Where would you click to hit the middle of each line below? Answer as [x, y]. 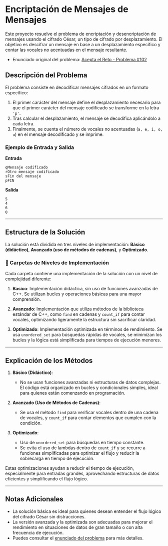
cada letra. [23, 123]
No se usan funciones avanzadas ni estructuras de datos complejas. [90, 382]
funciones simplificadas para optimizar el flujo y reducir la [79, 453]
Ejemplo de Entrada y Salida [39, 147]
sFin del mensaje [23, 176]
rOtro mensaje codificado [32, 172]
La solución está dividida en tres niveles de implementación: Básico [75, 244]
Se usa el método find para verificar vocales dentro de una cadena [89, 412]
